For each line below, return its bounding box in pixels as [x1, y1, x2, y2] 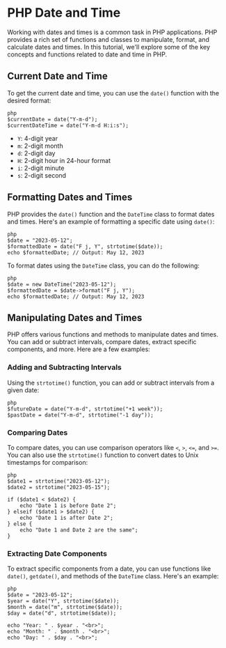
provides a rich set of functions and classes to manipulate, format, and [7, 35, 210, 43]
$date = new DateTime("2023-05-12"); [7, 281, 117, 288]
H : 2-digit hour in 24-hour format [17, 156, 111, 164]
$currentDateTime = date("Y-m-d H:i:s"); [7, 122, 129, 129]
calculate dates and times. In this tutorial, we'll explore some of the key [7, 43, 211, 51]
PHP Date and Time [7, 5, 121, 21]
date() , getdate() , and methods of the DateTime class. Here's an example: [7, 572, 219, 580]
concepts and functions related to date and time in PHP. [7, 50, 168, 59]
